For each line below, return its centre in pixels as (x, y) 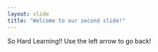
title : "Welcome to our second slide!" (67, 21)
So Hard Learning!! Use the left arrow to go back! (79, 41)
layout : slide (28, 14)
